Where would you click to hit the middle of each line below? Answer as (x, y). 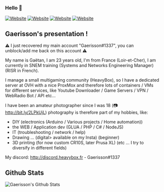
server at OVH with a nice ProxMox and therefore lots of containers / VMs (79, 85)
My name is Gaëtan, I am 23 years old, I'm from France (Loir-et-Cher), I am (81, 60)
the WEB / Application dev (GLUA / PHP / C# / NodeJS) (68, 127)
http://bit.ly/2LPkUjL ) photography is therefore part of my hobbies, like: (77, 112)
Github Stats (24, 173)
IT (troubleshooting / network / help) (49, 132)
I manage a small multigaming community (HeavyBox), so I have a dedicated (82, 80)
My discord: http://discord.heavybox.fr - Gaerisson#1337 (63, 157)
